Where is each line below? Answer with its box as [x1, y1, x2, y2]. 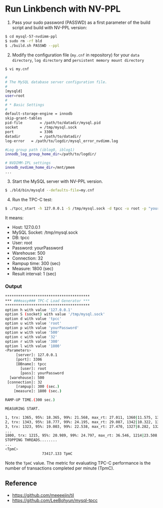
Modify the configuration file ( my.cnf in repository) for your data [12, 52, 140, 58]
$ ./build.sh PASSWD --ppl [5, 43, 60, 48]
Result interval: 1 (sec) [12, 271, 57, 277]
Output [5, 283, 22, 290]
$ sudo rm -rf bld [5, 38, 42, 43]
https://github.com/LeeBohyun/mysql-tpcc [12, 497, 98, 503]
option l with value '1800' [5, 344, 62, 349]
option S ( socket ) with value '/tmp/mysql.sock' [5, 312, 105, 317]
